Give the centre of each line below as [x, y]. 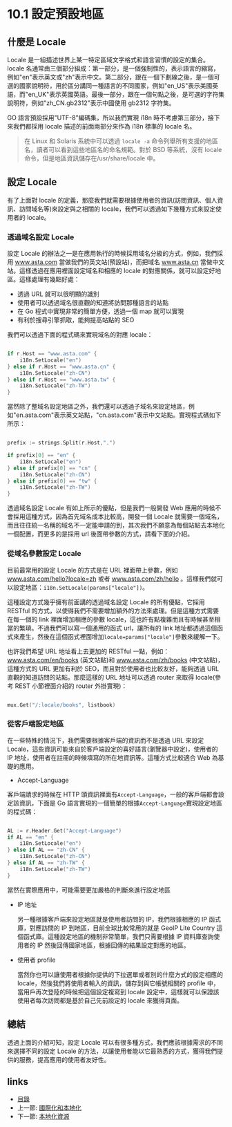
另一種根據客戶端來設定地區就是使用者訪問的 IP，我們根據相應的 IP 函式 [119, 919]
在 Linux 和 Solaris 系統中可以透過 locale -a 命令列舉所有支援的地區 [121, 141]
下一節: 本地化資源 [43, 1117]
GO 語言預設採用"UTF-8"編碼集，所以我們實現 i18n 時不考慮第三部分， [108, 118]
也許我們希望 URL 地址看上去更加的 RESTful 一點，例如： [88, 651]
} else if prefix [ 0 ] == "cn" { [52, 468]
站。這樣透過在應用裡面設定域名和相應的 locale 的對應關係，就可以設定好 [111, 271]
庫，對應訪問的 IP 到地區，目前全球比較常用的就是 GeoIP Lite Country [116, 928]
